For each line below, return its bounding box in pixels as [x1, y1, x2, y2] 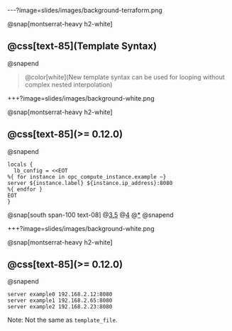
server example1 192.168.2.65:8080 [7, 297, 113, 304]
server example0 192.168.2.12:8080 [7, 291, 113, 298]
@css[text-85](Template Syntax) [7, 40, 158, 52]
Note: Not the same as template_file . [7, 315, 118, 325]
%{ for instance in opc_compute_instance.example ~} [7, 173, 167, 180]
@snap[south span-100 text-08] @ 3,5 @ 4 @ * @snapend [7, 211, 174, 219]
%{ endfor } [7, 186, 43, 193]
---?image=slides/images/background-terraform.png [7, 6, 163, 14]
